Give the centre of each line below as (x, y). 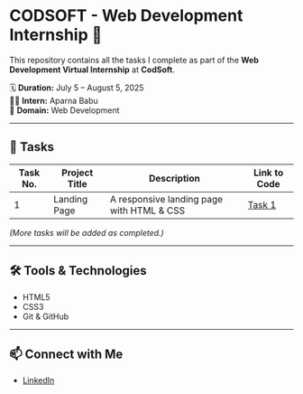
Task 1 (262, 204)
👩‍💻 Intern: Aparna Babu (54, 100)
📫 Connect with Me (66, 354)
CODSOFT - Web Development (126, 16)
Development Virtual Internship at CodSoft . (92, 70)
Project (78, 173)
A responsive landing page (166, 199)
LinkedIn (38, 380)
